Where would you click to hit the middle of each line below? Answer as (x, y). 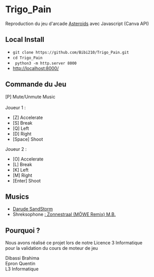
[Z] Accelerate (28, 117)
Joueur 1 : (16, 107)
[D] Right (22, 133)
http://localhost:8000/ (36, 68)
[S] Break (22, 123)
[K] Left (21, 170)
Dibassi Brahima (22, 258)
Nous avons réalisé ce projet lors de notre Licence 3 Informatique (74, 243)
